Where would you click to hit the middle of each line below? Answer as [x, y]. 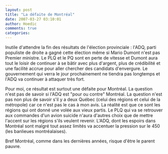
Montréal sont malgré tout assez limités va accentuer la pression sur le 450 [82, 126]
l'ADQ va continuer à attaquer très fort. [45, 79]
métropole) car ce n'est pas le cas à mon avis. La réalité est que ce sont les [83, 105]
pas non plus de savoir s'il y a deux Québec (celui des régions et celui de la [83, 99]
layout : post [19, 10]
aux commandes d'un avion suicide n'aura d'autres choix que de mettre [79, 115]
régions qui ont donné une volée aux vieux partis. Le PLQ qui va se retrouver [84, 110]
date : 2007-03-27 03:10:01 [33, 19]
